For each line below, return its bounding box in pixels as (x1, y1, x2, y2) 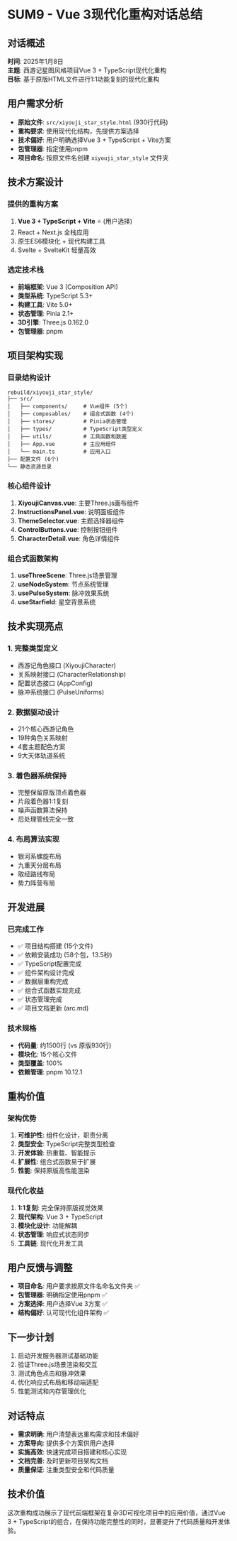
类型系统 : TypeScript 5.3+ (17, 291, 93, 300)
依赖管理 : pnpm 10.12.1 (17, 1067, 83, 1076)
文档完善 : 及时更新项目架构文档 (17, 1456, 108, 1465)
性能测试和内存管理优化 (17, 1387, 86, 1395)
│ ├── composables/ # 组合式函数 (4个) (7, 410, 134, 418)
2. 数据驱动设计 (7, 707, 60, 717)
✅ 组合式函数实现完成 (17, 986, 81, 995)
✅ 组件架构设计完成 (17, 969, 75, 977)
